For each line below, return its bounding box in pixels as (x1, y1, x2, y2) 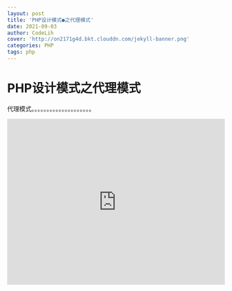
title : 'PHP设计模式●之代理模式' (7, 17, 95, 23)
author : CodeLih (7, 29, 54, 37)
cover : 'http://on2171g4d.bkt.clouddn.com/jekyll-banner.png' (7, 36, 190, 43)
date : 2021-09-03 (7, 23, 57, 30)
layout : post (7, 10, 45, 17)
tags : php (7, 49, 36, 56)
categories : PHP (7, 42, 54, 49)
